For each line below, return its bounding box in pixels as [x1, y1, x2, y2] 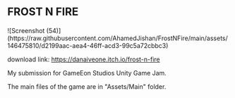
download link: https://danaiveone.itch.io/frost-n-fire [7, 55, 160, 63]
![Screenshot [7, 26, 45, 35]
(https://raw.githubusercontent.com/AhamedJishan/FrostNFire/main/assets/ [7, 34, 228, 42]
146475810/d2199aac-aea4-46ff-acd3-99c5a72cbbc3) [7, 41, 169, 49]
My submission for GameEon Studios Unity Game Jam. [7, 68, 167, 77]
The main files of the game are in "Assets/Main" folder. [7, 82, 167, 91]
